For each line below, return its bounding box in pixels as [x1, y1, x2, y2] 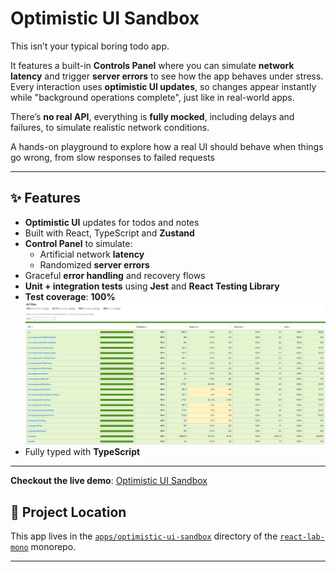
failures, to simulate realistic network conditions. [10, 121, 210, 133]
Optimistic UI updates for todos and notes [24, 216, 200, 228]
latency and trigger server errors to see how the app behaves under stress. [10, 70, 324, 82]
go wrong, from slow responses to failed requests [10, 151, 215, 163]
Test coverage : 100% [24, 290, 116, 302]
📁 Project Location [10, 503, 127, 521]
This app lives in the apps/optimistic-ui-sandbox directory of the [10, 530, 278, 542]
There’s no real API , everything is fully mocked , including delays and [10, 110, 295, 122]
